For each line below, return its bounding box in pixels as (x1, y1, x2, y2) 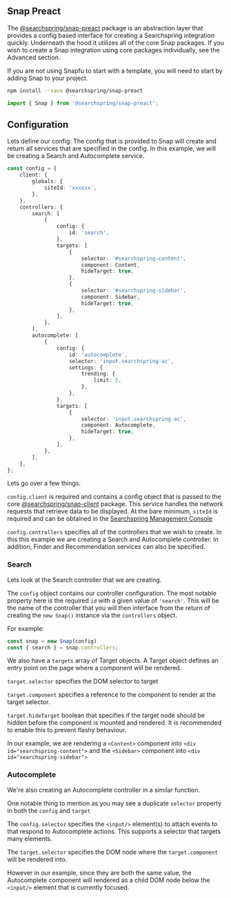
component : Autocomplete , (81, 422, 156, 429)
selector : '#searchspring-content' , (81, 255, 187, 262)
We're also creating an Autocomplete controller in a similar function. (7, 785, 201, 794)
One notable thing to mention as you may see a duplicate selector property (7, 799, 222, 807)
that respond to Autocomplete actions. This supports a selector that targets (7, 827, 221, 835)
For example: (7, 624, 45, 632)
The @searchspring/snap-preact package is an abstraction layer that (7, 23, 203, 32)
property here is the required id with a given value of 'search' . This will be (7, 596, 219, 605)
